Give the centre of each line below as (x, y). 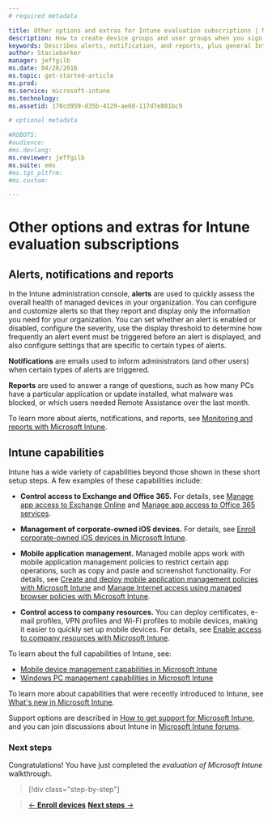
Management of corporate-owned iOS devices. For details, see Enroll (138, 529)
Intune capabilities (56, 452)
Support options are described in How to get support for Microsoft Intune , (132, 718)
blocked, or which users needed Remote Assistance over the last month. (129, 403)
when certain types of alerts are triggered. (79, 370)
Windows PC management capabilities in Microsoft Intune (117, 678)
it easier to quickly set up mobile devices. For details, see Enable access (140, 629)
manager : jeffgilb (39, 61)
